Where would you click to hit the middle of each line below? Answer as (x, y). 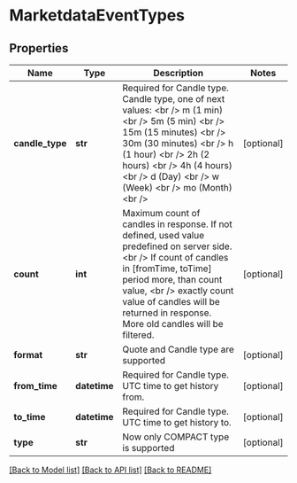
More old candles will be (173, 324)
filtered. (138, 335)
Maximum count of (161, 213)
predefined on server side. (177, 246)
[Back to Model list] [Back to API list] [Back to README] (110, 470)
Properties (39, 48)
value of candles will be (171, 302)
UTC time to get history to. (177, 422)
